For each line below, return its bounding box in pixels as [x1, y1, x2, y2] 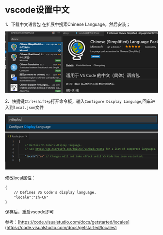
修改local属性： [5, 175, 36, 181]
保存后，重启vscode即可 [5, 209, 54, 215]
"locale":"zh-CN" [14, 195, 49, 200]
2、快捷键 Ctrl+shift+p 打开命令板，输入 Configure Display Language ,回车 [5, 98, 151, 104]
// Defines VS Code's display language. [14, 190, 97, 195]
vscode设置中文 [5, 4, 70, 16]
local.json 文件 [14, 104, 44, 110]
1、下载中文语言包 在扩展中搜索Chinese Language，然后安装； [5, 21, 130, 27]
